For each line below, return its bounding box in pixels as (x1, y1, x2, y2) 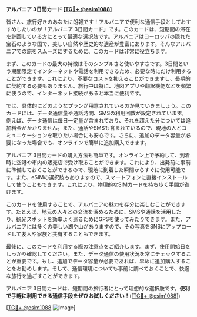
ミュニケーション (6, 132, 48, 138)
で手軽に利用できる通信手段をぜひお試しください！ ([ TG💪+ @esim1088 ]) (6, 292, 181, 299)
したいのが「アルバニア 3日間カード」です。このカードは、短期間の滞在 (16, 26, 191, 32)
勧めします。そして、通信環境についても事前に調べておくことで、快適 (21, 265, 190, 272)
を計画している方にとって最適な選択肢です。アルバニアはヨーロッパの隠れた (6, 33, 191, 40)
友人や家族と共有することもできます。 (21, 230, 113, 237)
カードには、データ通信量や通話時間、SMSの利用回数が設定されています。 (6, 110, 187, 117)
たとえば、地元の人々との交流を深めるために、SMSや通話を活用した (15, 209, 182, 215)
